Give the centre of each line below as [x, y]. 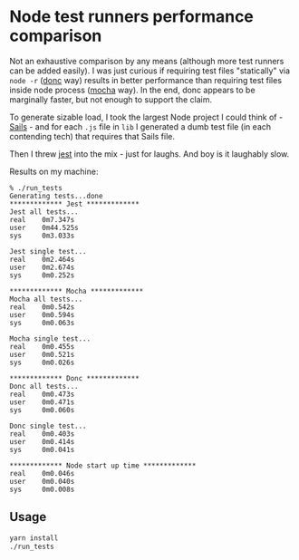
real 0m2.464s [42, 259]
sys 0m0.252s [42, 275]
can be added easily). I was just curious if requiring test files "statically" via [150, 71]
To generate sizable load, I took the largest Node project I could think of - [146, 117]
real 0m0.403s [42, 434]
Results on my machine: [54, 171]
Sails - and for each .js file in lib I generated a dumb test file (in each [140, 126]
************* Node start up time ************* [103, 465]
